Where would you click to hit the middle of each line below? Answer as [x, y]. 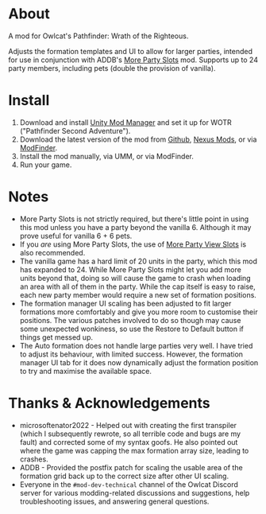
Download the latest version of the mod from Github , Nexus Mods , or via [138, 139]
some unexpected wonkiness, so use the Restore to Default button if [132, 329]
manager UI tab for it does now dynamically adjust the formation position [139, 362]
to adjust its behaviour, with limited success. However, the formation [131, 354]
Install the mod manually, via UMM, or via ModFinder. [107, 156]
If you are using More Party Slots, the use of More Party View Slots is [133, 244]
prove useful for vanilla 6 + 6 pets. [76, 236]
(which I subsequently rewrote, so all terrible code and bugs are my [130, 434]
